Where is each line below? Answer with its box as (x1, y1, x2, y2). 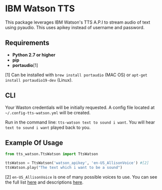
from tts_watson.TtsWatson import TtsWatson (5, 152, 98, 157)
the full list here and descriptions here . (5, 179, 84, 185)
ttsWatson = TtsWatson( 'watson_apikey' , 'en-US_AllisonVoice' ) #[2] (5, 160, 149, 165)
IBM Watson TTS (5, 3, 75, 14)
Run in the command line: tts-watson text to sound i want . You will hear (5, 119, 156, 125)
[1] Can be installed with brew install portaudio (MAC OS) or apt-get (5, 72, 148, 78)
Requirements (5, 39, 49, 47)
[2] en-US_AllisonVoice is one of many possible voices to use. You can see (5, 174, 158, 180)
